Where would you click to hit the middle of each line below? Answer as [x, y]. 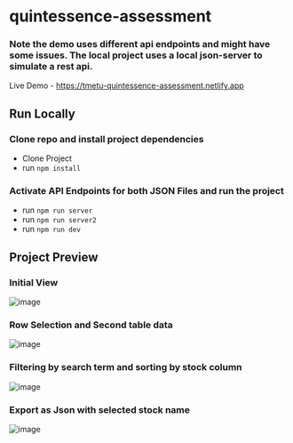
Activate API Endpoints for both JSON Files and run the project [146, 191]
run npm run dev [51, 230]
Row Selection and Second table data [91, 325]
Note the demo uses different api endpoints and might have [140, 44]
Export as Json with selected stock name [100, 409]
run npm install [51, 168]
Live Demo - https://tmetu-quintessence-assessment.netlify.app [127, 85]
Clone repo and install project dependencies [107, 139]
